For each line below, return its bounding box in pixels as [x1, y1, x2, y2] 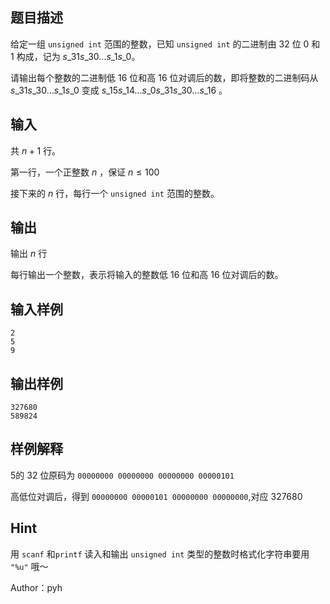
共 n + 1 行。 [10, 144, 62, 157]
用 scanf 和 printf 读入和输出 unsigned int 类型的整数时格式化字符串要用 [10, 548, 310, 560]
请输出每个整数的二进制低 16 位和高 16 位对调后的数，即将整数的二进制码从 [10, 71, 319, 83]
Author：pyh [10, 581, 63, 593]
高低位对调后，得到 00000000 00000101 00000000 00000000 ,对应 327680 [10, 490, 303, 502]
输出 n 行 [10, 248, 48, 260]
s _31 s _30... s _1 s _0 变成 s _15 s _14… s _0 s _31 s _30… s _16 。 [10, 84, 228, 96]
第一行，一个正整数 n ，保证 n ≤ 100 [10, 166, 160, 178]
